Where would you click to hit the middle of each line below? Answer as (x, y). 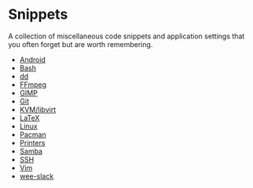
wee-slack (37, 176)
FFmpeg (33, 85)
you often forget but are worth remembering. (81, 44)
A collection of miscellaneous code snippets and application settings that (126, 36)
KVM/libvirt (38, 109)
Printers (32, 143)
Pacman (33, 134)
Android (32, 60)
